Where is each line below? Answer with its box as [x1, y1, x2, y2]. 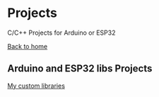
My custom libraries [7, 81, 66, 90]
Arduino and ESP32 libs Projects [7, 62, 153, 75]
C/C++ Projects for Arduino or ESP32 [7, 28, 116, 37]
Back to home [7, 42, 48, 50]
